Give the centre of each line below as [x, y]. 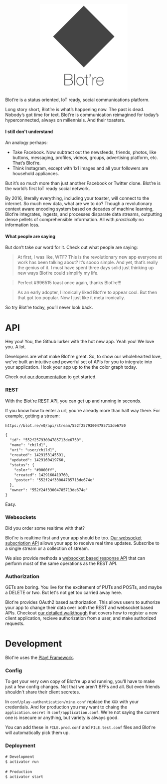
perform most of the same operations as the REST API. [61, 563]
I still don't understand [29, 132]
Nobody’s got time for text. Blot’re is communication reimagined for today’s [82, 115]
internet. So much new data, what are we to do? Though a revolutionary [79, 204]
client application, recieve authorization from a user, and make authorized [81, 618]
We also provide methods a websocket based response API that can [75, 558]
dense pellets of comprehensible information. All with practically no [75, 220]
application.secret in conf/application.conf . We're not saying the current [82, 712]
